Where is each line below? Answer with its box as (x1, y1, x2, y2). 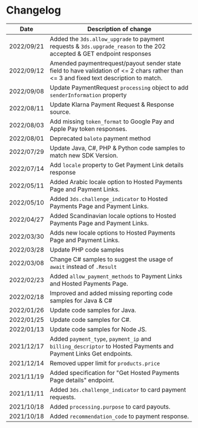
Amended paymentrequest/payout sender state (49, 59, 181, 67)
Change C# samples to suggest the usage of (49, 255, 173, 263)
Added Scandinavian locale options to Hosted (49, 212, 176, 220)
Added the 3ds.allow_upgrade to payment (49, 35, 165, 43)
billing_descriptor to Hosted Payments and (49, 342, 174, 350)
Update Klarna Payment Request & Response (49, 100, 174, 108)
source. (49, 107, 71, 116)
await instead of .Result (49, 262, 117, 271)
